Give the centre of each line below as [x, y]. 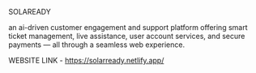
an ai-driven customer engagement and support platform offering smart [128, 27]
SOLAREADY [30, 12]
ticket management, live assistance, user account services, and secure [127, 36]
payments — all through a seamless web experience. [96, 45]
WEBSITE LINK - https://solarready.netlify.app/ [86, 60]
